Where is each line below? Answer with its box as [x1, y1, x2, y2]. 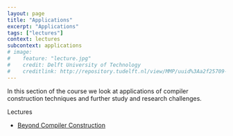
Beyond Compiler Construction [17, 121, 106, 129]
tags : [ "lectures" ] [7, 29, 64, 37]
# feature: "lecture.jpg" [7, 55, 92, 62]
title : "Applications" [7, 17, 73, 23]
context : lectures [7, 36, 60, 43]
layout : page [7, 10, 45, 17]
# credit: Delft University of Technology [7, 61, 141, 68]
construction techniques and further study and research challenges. [7, 94, 202, 102]
